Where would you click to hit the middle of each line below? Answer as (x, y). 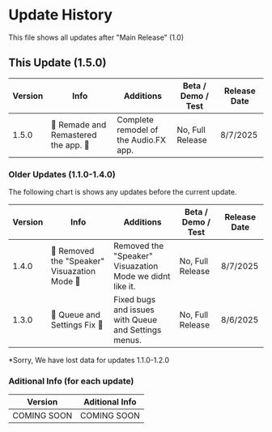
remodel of (138, 130)
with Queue (135, 320)
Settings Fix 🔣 (77, 325)
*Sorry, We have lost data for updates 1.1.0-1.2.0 (89, 360)
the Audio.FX (141, 139)
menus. (127, 340)
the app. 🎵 (71, 145)
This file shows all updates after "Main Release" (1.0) (96, 37)
